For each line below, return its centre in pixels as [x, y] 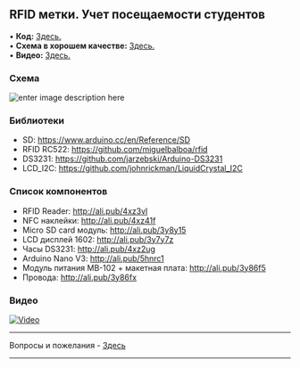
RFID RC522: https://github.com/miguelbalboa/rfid [115, 150]
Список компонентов [58, 192]
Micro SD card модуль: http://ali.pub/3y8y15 [104, 230]
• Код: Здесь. [35, 36]
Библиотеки [37, 121]
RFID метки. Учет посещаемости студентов [137, 15]
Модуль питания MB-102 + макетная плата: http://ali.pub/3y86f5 [144, 267]
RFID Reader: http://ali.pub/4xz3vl [85, 211]
